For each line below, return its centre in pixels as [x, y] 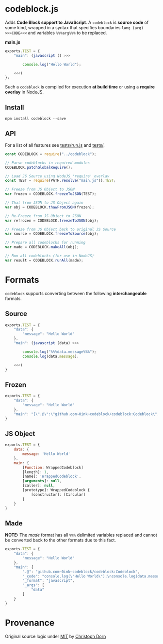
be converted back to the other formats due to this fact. [61, 540]
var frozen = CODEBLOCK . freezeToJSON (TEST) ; [51, 194]
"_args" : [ [33, 585]
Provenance [30, 623]
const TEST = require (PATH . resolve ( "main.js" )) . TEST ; [61, 181]
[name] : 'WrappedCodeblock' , [52, 477]
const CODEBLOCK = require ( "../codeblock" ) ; [51, 154]
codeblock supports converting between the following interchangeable [76, 293]
